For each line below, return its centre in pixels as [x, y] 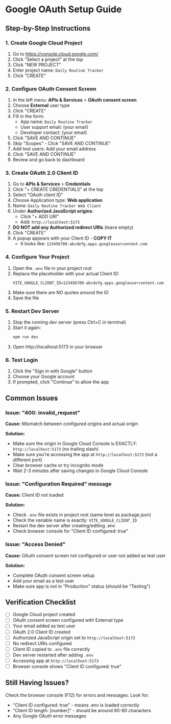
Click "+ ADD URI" [40, 217]
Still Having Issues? [37, 683]
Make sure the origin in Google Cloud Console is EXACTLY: [75, 443]
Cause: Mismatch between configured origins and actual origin [72, 424]
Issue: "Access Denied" [35, 544]
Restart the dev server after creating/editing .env [64, 526]
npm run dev [25, 337]
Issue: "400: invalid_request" [43, 412]
